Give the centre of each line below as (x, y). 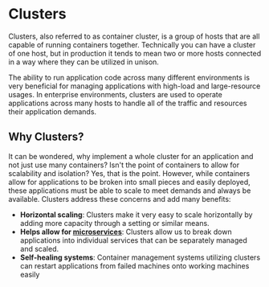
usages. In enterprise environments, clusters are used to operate (115, 94)
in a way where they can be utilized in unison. (84, 62)
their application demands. (53, 111)
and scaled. (39, 248)
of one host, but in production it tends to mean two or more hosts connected (135, 53)
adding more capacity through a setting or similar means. (115, 223)
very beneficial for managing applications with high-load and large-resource (134, 86)
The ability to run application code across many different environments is (129, 77)
